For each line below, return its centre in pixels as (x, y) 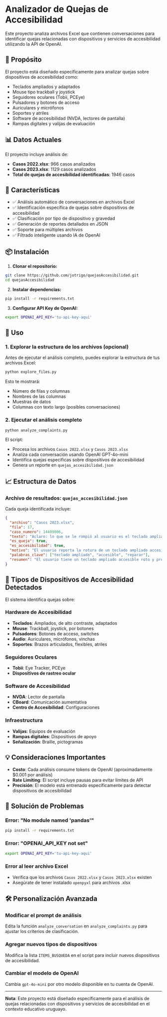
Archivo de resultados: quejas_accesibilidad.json (66, 498)
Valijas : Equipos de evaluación (44, 731)
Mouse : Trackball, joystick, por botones (53, 628)
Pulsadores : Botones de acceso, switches (56, 634)
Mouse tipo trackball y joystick (44, 92)
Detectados (24, 588)
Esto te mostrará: (23, 382)
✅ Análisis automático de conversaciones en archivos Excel (74, 202)
